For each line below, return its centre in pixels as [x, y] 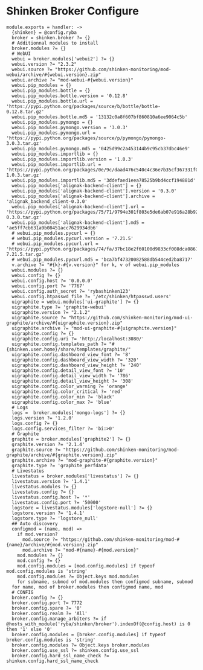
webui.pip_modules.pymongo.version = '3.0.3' [70, 127]
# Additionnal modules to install [55, 43]
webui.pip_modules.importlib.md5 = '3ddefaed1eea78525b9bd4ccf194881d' [104, 180]
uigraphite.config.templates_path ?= [59, 344]
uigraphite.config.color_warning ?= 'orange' [70, 386]
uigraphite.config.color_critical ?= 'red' [67, 391]
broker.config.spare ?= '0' [47, 608]
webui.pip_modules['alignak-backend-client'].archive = [83, 196]
